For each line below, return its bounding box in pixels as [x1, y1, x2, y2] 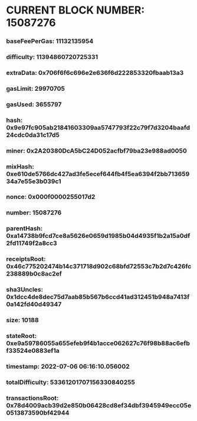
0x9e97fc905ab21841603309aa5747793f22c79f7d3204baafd [6, 123, 191, 131]
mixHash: [6, 163, 34, 171]
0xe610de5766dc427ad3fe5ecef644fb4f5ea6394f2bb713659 [6, 170, 190, 178]
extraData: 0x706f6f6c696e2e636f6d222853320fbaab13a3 [6, 68, 184, 77]
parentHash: [6, 224, 43, 233]
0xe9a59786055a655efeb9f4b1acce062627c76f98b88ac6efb [6, 339, 191, 347]
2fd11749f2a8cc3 [6, 239, 57, 247]
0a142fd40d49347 [6, 300, 62, 309]
